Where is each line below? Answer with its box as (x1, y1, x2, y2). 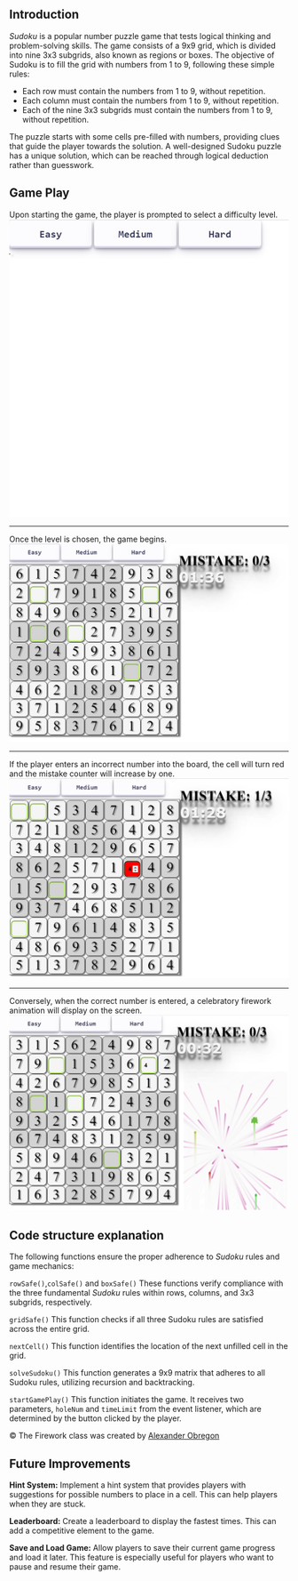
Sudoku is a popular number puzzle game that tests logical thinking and (9, 30, 271, 41)
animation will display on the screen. (9, 1005, 143, 1015)
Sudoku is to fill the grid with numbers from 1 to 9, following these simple (9, 59, 275, 69)
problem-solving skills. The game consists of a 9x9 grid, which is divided (9, 40, 277, 51)
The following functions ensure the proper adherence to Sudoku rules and (9, 1251, 280, 1262)
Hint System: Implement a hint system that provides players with (9, 1480, 247, 1490)
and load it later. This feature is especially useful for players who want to (9, 1552, 274, 1563)
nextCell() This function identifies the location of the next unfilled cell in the (9, 1341, 288, 1352)
